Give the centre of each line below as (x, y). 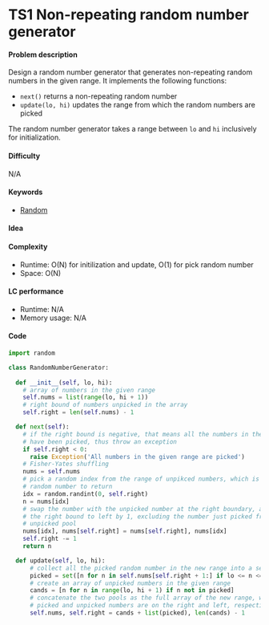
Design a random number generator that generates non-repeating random (130, 72)
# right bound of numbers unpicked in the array (105, 405)
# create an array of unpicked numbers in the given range (130, 583)
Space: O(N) (40, 273)
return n (37, 546)
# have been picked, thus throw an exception (100, 442)
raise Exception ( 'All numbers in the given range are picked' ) (137, 457)
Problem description (43, 55)
